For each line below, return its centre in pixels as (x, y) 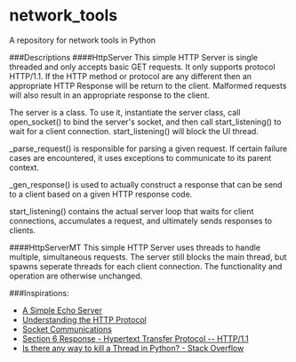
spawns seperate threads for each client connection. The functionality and (146, 266)
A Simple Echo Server (62, 310)
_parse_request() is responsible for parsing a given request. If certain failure (148, 149)
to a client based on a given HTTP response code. (101, 194)
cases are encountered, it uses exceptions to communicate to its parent (140, 157)
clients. (23, 230)
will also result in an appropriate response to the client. (110, 95)
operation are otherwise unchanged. (76, 276)
